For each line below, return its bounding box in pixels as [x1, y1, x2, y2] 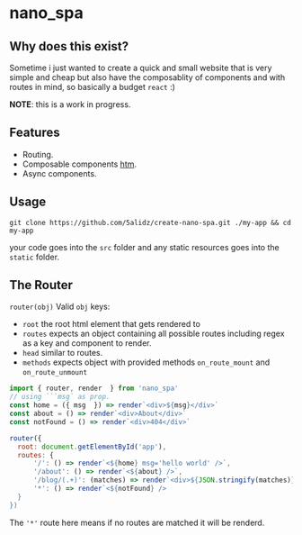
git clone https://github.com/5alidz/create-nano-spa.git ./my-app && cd [9, 218, 292, 227]
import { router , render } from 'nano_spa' [9, 384, 179, 394]
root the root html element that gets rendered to [22, 319, 200, 330]
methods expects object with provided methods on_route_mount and [22, 357, 271, 367]
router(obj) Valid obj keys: [9, 301, 111, 313]
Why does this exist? [9, 39, 129, 54]
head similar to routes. [22, 348, 103, 358]
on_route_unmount [22, 368, 88, 377]
